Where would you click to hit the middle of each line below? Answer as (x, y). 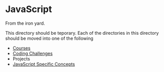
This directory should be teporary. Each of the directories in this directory (82, 33)
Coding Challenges (32, 53)
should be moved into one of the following (50, 38)
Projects (21, 58)
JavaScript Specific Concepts (44, 64)
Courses (21, 48)
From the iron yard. (25, 23)
